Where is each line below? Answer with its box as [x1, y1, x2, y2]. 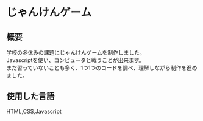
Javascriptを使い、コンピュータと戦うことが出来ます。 [6, 57, 144, 64]
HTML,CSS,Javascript [6, 108, 62, 115]
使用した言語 [6, 91, 55, 102]
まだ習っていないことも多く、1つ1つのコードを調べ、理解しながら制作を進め [6, 64, 198, 71]
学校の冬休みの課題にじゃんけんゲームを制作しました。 [6, 49, 145, 56]
